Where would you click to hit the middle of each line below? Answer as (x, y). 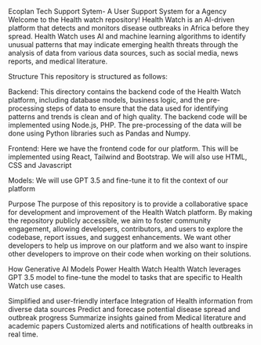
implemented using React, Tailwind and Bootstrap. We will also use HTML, (128, 157)
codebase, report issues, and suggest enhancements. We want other (120, 237)
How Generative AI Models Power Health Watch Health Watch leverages (125, 269)
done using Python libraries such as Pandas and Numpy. (99, 133)
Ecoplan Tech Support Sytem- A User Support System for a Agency (118, 11)
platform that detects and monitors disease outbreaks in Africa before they (129, 28)
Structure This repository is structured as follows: (88, 76)
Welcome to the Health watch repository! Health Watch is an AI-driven (121, 20)
